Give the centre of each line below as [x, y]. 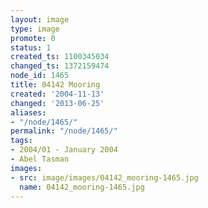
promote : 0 [33, 38]
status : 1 [31, 47]
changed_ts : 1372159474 [60, 66]
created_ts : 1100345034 [60, 57]
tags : [21, 141]
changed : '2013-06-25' [57, 103]
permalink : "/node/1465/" [64, 131]
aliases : [28, 112]
